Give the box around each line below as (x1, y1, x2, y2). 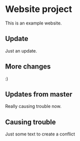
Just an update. (5, 47, 37, 53)
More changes (5, 62, 51, 71)
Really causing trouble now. (5, 103, 62, 109)
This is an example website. (5, 20, 62, 26)
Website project (5, 3, 73, 15)
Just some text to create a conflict (5, 131, 76, 137)
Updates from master (5, 90, 73, 98)
